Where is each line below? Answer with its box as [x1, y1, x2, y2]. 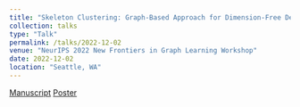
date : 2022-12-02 [9, 54, 74, 63]
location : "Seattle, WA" [9, 63, 102, 72]
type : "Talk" [9, 29, 58, 38]
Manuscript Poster [9, 86, 78, 98]
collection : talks [9, 21, 78, 30]
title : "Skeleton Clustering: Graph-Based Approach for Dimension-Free [9, 12, 281, 22]
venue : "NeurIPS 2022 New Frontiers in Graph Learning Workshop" [9, 46, 257, 55]
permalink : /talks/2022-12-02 [9, 37, 122, 47]
